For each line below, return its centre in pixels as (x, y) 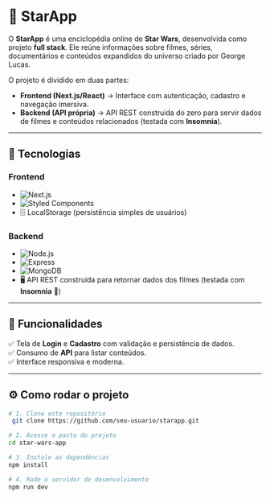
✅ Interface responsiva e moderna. (66, 361)
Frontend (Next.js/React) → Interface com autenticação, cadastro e (133, 95)
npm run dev (28, 487)
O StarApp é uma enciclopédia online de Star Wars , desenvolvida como (128, 39)
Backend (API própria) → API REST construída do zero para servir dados (141, 113)
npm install (28, 465)
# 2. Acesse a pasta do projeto (62, 435)
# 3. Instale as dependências (59, 458)
